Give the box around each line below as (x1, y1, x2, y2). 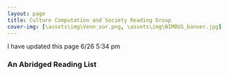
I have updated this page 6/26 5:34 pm (7, 43, 121, 51)
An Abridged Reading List (7, 60, 97, 70)
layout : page (7, 10, 46, 17)
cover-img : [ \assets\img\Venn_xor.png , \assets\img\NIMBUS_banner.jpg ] (7, 23, 222, 30)
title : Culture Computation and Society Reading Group (7, 17, 172, 24)
